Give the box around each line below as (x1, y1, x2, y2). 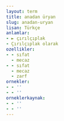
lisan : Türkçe (6, 24, 41, 31)
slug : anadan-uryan (6, 19, 54, 25)
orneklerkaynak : (6, 95, 45, 101)
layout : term (6, 8, 38, 15)
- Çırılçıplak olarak (6, 41, 59, 47)
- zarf (11, 73, 27, 79)
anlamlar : (6, 30, 30, 36)
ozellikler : (6, 47, 35, 52)
